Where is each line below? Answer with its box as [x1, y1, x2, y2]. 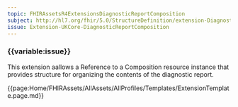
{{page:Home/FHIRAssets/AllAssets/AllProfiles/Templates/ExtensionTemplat [7, 84, 229, 92]
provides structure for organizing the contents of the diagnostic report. [7, 70, 214, 78]
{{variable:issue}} [7, 46, 71, 56]
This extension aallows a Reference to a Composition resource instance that [7, 63, 229, 71]
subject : [7, 17, 33, 24]
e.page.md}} [7, 91, 45, 99]
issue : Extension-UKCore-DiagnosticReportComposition [7, 23, 170, 30]
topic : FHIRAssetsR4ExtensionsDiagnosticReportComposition [7, 10, 186, 18]
